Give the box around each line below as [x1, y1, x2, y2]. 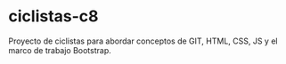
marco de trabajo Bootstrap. [8, 44, 112, 55]
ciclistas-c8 [8, 6, 99, 27]
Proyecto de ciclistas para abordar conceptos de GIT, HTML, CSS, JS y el [8, 36, 278, 46]
